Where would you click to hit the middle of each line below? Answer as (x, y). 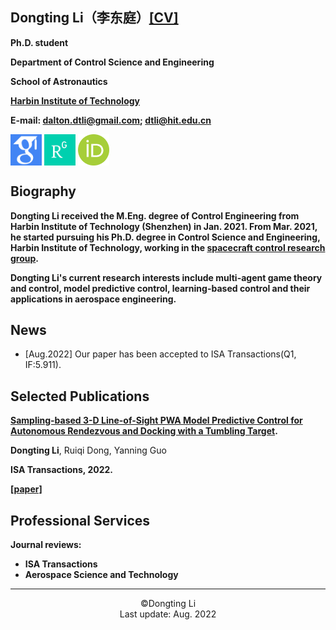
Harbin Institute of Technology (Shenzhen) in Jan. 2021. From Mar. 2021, (164, 226)
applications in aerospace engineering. (93, 299)
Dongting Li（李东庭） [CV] (94, 18)
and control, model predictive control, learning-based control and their (160, 288)
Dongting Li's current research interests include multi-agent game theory (166, 277)
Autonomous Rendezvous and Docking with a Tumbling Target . (144, 431)
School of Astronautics (59, 81)
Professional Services (80, 520)
